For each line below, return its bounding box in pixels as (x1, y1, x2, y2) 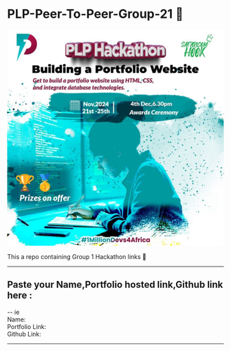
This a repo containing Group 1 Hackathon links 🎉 (7, 252, 146, 260)
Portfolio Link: (7, 322, 47, 330)
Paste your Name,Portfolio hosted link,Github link (7, 279, 223, 291)
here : (7, 290, 33, 302)
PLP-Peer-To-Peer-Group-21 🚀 (7, 6, 184, 22)
